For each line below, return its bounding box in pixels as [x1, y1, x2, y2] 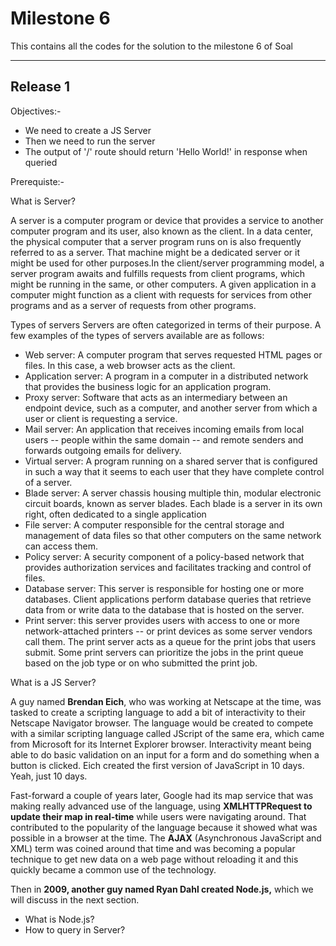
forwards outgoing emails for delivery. [24, 444, 182, 456]
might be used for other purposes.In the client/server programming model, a [10, 257, 325, 269]
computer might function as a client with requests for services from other [10, 288, 313, 301]
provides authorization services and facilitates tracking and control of [24, 561, 312, 573]
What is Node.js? [24, 913, 95, 925]
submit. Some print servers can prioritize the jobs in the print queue [24, 646, 304, 658]
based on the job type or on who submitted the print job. [24, 657, 258, 669]
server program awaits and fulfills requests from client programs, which [10, 267, 306, 279]
